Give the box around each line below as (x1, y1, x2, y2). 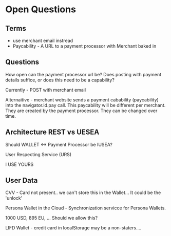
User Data (5, 176, 38, 185)
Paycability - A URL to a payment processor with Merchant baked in (12, 43, 157, 49)
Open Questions (5, 4, 76, 15)
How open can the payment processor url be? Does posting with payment (5, 71, 162, 77)
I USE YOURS (5, 161, 34, 167)
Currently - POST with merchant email (5, 87, 86, 93)
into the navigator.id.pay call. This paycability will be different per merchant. (5, 102, 166, 108)
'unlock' (5, 195, 23, 201)
